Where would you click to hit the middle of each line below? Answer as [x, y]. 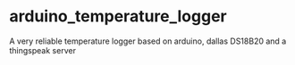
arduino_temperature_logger [118, 16]
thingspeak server [42, 50]
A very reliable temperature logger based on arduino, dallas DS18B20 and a [148, 41]
